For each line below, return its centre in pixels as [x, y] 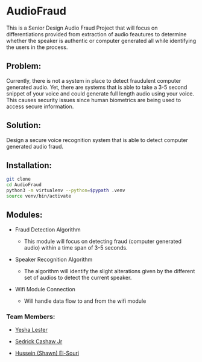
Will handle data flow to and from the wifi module [85, 301]
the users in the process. [37, 47]
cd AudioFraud [24, 185]
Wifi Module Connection [45, 289]
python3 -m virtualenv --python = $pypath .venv [66, 191]
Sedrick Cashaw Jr [39, 341]
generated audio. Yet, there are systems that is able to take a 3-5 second [97, 87]
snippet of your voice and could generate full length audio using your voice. [100, 93]
